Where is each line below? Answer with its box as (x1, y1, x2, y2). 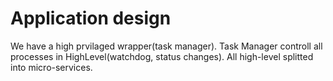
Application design (10, 7, 172, 30)
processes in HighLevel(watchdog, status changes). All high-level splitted (10, 50, 314, 62)
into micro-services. (10, 61, 93, 73)
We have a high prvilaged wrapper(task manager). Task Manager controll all (10, 40, 323, 52)
